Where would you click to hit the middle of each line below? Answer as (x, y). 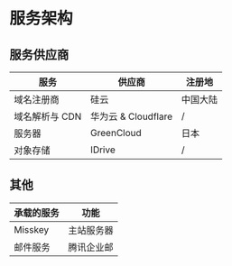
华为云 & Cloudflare (131, 116)
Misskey (32, 229)
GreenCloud (116, 133)
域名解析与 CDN (48, 116)
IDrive (102, 150)
